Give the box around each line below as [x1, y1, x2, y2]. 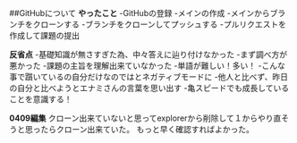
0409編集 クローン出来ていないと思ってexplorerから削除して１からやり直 [9, 113, 282, 123]
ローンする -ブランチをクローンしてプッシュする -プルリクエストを [39, 19, 286, 29]
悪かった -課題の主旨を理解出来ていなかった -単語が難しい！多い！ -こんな [9, 61, 286, 71]
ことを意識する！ [9, 94, 72, 105]
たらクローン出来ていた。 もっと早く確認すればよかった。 [39, 124, 255, 134]
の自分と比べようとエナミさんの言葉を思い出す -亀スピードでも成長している [9, 83, 289, 93]
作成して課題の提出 [9, 30, 81, 40]
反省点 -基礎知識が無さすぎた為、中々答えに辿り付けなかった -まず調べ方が [9, 49, 288, 60]
